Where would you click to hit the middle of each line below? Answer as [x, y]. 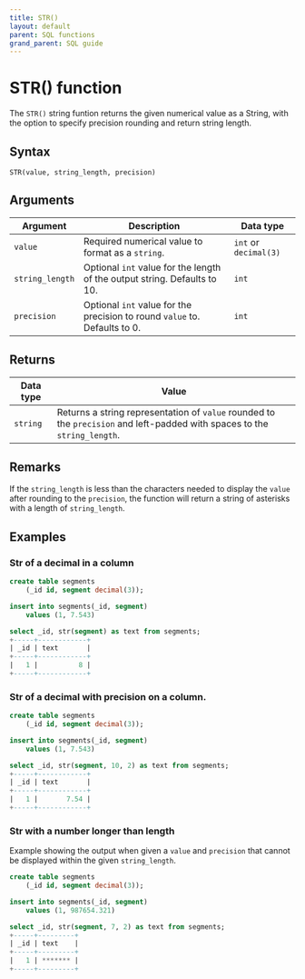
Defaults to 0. [112, 327]
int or [247, 242]
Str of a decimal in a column [72, 563]
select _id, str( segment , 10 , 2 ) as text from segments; [119, 765]
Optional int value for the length [152, 267]
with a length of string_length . [67, 508]
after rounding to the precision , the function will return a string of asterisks [150, 499]
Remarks [35, 468]
